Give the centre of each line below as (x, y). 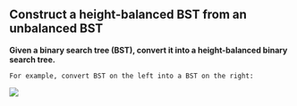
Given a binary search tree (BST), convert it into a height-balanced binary (148, 50)
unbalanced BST (56, 29)
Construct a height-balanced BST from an (128, 15)
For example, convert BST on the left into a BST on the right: (132, 76)
